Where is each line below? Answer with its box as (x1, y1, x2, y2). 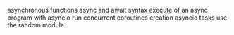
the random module (7, 21, 65, 29)
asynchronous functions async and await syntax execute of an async (7, 6, 208, 14)
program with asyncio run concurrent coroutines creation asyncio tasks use (7, 13, 228, 22)
